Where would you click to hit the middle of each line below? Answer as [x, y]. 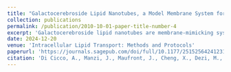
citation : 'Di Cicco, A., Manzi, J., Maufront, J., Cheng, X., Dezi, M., [115, 58]
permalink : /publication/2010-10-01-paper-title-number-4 [92, 26]
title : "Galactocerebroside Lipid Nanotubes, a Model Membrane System [110, 13]
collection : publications [44, 20]
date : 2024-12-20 [32, 39]
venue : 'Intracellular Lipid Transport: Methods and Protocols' [101, 45]
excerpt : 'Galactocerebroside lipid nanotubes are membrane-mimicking [110, 33]
